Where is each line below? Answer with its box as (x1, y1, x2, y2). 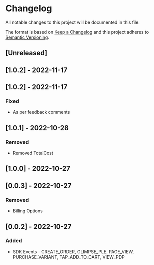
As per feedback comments (12, 109, 70, 115)
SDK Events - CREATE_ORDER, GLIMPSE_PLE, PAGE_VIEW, (12, 248, 134, 255)
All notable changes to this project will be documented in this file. (5, 19, 140, 25)
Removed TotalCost (12, 150, 54, 156)
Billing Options (12, 208, 43, 214)
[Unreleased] (5, 49, 48, 57)
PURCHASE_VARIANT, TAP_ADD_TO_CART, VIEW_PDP (12, 254, 125, 260)
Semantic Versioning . (5, 34, 49, 40)
